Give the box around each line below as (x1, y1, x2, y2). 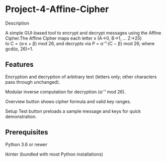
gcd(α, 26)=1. (5, 46, 34, 52)
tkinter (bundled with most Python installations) (5, 151, 103, 157)
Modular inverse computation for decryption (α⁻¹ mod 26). (5, 89, 126, 95)
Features (5, 60, 34, 69)
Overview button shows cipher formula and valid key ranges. (5, 98, 131, 104)
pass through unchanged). (5, 79, 60, 85)
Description (5, 20, 29, 26)
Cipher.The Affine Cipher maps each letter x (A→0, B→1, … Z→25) (5, 35, 142, 41)
